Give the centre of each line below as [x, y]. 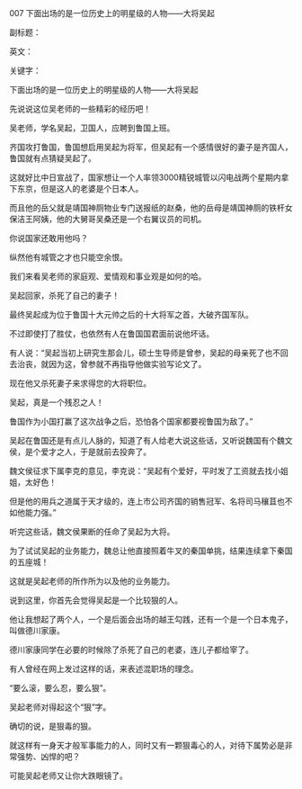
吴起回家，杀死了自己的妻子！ [64, 296]
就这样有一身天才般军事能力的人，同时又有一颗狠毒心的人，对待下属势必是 [147, 745]
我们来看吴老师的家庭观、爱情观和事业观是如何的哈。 [108, 276]
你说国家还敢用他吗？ [49, 238]
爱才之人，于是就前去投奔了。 [95, 452]
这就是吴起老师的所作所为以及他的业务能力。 [92, 581]
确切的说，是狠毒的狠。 [53, 726]
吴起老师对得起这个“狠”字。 [60, 707]
